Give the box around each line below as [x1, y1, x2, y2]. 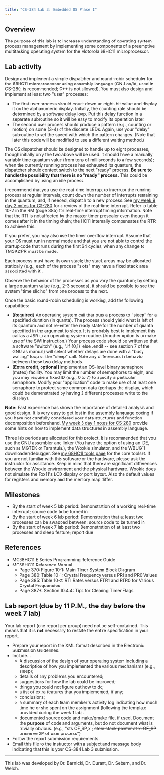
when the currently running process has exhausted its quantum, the [5, 162, 142, 168]
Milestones [5, 490, 40, 499]
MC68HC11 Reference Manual [12, 562, 72, 567]
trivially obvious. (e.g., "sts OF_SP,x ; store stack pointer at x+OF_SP [19, 725, 157, 731]
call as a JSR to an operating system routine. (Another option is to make [12, 333, 157, 339]
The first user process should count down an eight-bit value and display [12, 101, 157, 106]
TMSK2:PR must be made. [5, 249, 58, 254]
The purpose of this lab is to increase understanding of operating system [5, 38, 152, 44]
